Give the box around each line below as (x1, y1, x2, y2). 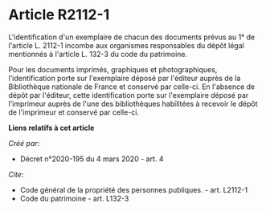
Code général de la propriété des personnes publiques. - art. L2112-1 (19, 185, 248, 194)
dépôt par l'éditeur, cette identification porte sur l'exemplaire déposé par (8, 90, 249, 99)
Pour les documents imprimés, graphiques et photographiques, (8, 64, 218, 74)
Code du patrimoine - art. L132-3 (19, 193, 129, 203)
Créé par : (8, 138, 40, 148)
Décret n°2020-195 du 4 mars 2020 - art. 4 (19, 154, 164, 164)
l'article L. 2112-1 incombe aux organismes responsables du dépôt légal (8, 40, 245, 50)
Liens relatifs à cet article (8, 123, 95, 132)
